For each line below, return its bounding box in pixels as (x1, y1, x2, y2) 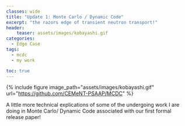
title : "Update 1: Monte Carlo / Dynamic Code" (6, 14, 124, 20)
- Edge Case (11, 41, 41, 47)
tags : (6, 47, 19, 52)
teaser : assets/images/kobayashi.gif (16, 30, 109, 36)
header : (6, 24, 25, 31)
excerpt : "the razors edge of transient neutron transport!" (6, 19, 158, 25)
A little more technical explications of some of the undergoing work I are (6, 101, 180, 108)
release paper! (6, 114, 41, 121)
